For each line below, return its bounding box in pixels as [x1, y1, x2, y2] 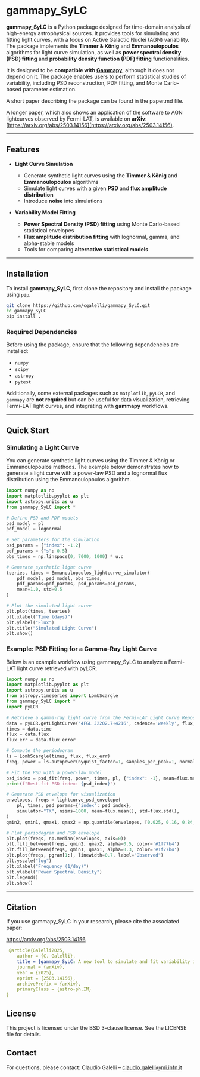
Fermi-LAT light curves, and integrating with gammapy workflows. [6, 403, 169, 410]
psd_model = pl [6, 520, 44, 526]
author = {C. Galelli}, [17, 953, 76, 959]
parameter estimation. [23, 85, 77, 93]
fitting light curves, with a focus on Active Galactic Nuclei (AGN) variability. [6, 36, 189, 43]
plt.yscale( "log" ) [6, 858, 52, 864]
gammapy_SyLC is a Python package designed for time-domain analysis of [6, 23, 192, 30]
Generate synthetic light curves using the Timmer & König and [23, 171, 177, 179]
